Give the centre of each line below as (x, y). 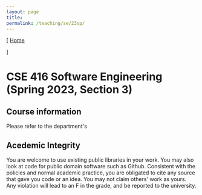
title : (15, 18)
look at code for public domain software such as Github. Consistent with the (101, 167)
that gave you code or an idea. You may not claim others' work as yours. (96, 179)
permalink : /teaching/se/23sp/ (46, 23)
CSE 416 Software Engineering (84, 77)
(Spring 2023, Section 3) (70, 89)
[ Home (16, 41)
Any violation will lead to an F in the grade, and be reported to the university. (101, 186)
